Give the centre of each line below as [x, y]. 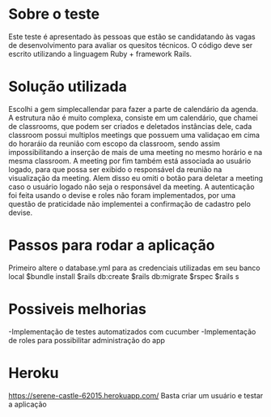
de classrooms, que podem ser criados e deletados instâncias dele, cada [130, 126]
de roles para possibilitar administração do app [87, 340]
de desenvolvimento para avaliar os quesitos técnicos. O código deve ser [131, 45]
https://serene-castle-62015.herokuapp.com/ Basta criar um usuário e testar [136, 395]
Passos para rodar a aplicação [112, 245]
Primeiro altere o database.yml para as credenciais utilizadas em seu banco [134, 268]
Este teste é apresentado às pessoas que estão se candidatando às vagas [132, 37]
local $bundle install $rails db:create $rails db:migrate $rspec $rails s [124, 276]
